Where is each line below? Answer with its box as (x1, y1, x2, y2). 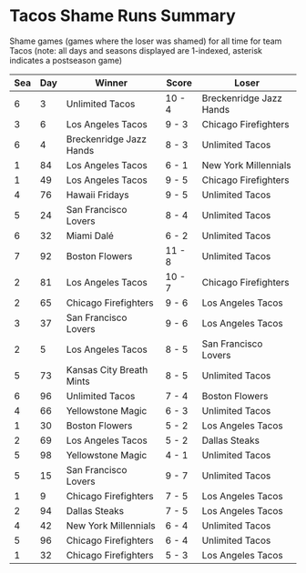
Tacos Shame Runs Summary (9, 5, 237, 26)
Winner (95, 76, 128, 89)
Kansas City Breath (66, 363, 148, 376)
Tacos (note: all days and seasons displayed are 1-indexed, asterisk (9, 45, 262, 55)
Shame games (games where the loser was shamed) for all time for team (9, 35, 282, 46)
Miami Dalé (66, 229, 114, 242)
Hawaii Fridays (66, 188, 129, 201)
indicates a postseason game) (9, 55, 123, 65)
